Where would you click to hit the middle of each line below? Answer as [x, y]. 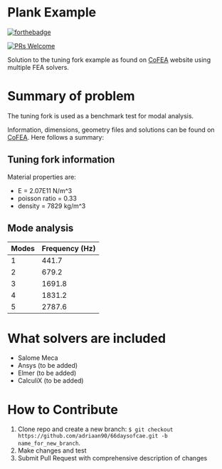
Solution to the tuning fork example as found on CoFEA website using [109, 60]
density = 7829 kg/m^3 [52, 206]
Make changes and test [52, 450]
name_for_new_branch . [49, 443]
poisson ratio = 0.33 [47, 198]
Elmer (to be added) [47, 373]
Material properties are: [42, 177]
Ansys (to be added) [48, 366]
